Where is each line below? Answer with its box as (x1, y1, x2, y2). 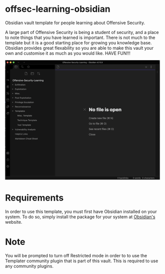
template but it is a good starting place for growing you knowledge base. (5, 39, 152, 45)
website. (5, 219, 23, 225)
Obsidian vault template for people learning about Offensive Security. (5, 20, 145, 26)
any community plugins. (5, 263, 54, 269)
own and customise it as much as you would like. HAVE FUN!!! (5, 50, 131, 56)
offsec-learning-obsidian (5, 3, 110, 15)
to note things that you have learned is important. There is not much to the (5, 34, 156, 40)
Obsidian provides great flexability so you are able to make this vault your (5, 45, 154, 51)
